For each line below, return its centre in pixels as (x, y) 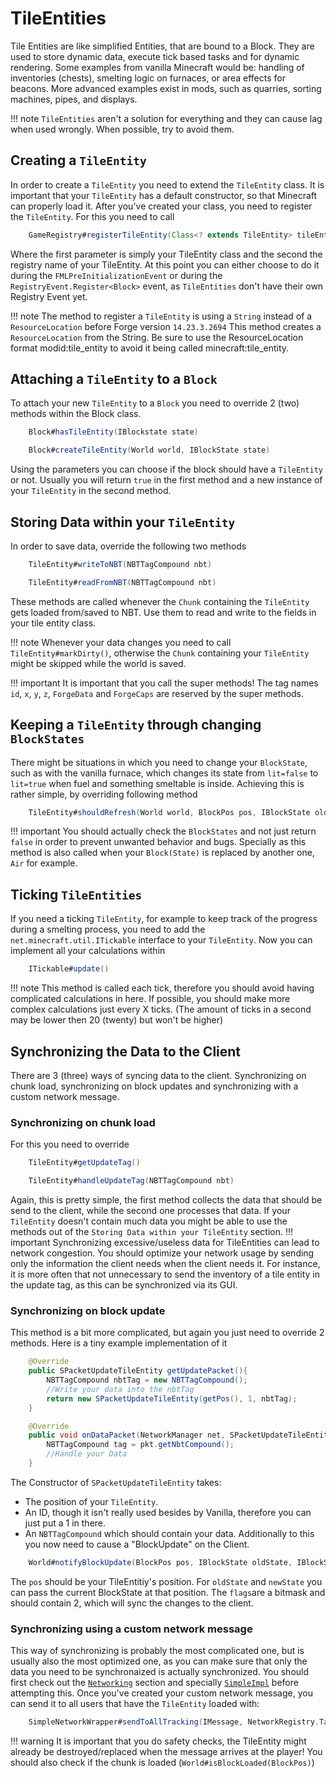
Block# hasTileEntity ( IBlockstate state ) (113, 432)
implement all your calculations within (88, 951)
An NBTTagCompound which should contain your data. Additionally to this (169, 1533)
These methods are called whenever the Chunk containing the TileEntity (160, 601)
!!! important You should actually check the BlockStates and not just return (163, 831)
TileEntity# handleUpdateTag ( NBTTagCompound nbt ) (131, 1181)
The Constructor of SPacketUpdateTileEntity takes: (116, 1482)
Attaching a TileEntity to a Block (114, 379)
